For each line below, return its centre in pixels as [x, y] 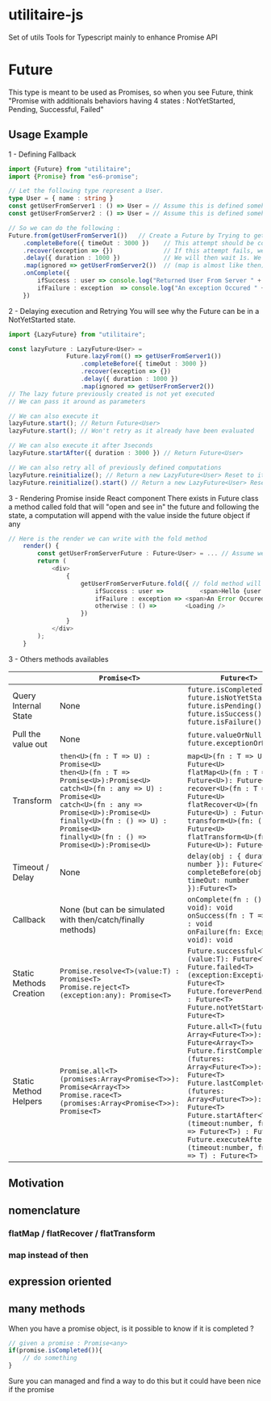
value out [30, 744]
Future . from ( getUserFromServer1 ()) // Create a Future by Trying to [129, 236]
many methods [47, 1309]
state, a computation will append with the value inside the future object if [129, 515]
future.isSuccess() [225, 713]
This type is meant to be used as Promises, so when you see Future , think [131, 92]
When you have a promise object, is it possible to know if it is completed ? [131, 1328]
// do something [50, 1358]
